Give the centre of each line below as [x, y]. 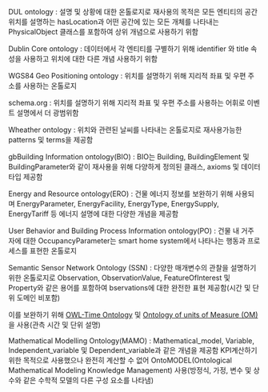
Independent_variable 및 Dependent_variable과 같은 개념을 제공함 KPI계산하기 [133, 350]
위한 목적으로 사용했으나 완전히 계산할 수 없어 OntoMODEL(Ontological [120, 360]
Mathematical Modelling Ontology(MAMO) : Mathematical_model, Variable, [131, 341]
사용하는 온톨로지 [50, 86]
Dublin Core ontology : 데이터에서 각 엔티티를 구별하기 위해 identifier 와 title [129, 49]
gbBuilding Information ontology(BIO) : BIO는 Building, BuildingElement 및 [129, 157]
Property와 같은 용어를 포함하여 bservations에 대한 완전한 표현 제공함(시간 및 [130, 288]
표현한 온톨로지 [53, 251]
